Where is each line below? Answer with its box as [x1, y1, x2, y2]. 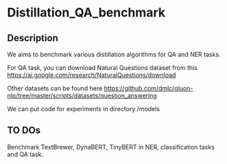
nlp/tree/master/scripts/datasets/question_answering [7, 91, 158, 99]
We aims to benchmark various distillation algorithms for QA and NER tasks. [7, 50, 221, 58]
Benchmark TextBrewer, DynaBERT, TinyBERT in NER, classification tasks [7, 143, 215, 151]
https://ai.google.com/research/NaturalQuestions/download [7, 71, 176, 79]
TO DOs [7, 125, 41, 137]
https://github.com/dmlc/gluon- [104, 84, 193, 92]
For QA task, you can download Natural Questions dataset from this [7, 64, 198, 71]
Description [7, 32, 58, 44]
